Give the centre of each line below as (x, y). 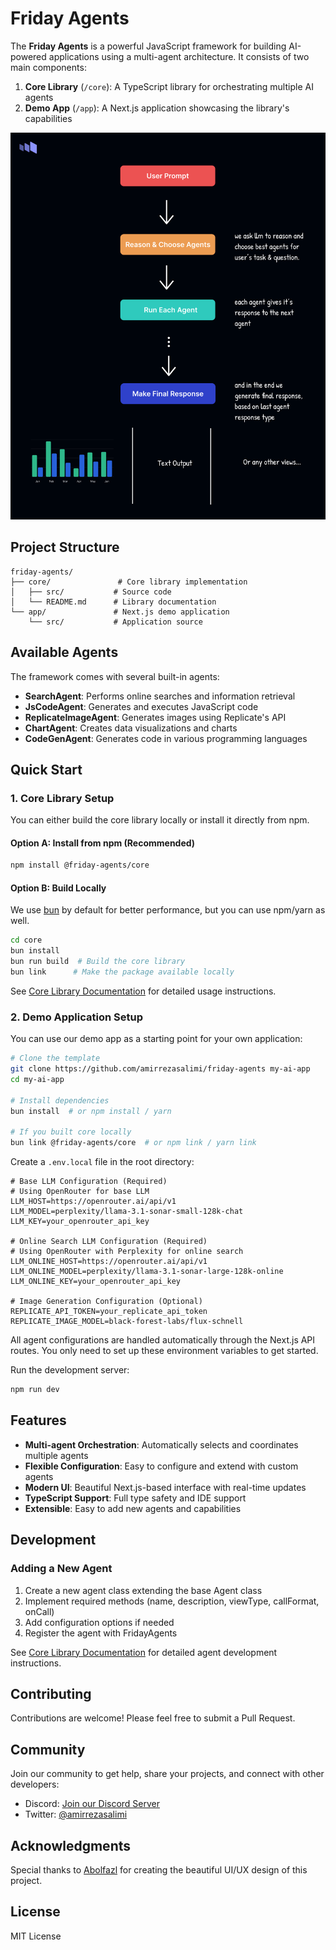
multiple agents (56, 1455)
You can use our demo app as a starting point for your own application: (156, 1039)
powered (28, 56)
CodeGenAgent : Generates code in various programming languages (166, 738)
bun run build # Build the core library (98, 962)
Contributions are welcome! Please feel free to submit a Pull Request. (153, 1718)
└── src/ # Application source (115, 622)
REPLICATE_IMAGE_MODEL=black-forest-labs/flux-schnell (127, 1322)
